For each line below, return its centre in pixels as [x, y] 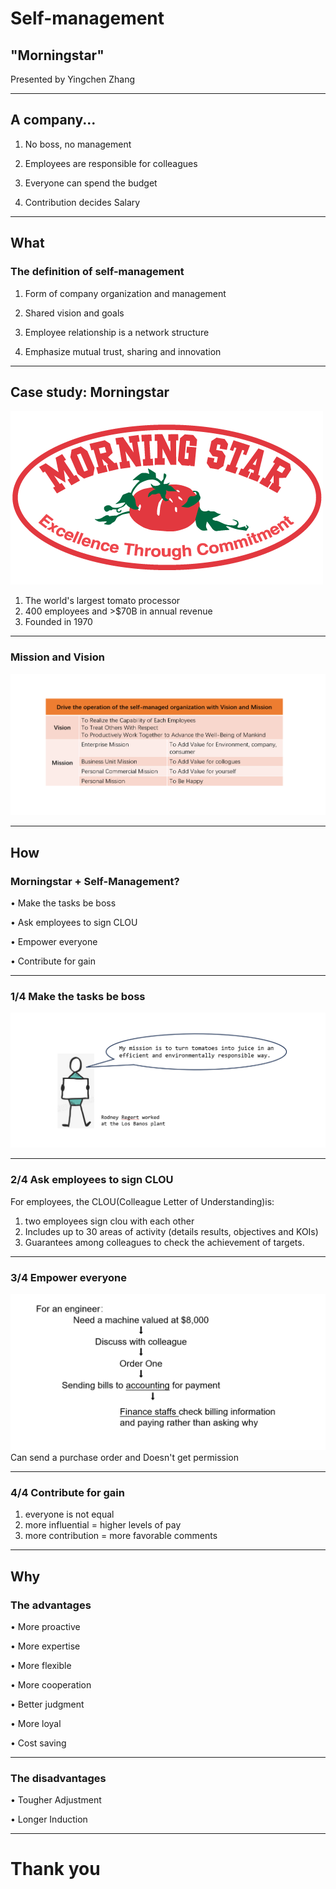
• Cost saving [38, 1743]
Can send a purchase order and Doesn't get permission [124, 1457]
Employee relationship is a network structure [117, 332]
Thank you [55, 1869]
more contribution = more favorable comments [121, 1536]
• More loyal [36, 1723]
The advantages [51, 1605]
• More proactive [45, 1626]
